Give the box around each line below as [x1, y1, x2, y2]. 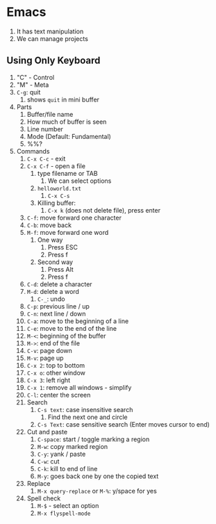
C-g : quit [16, 88, 41, 96]
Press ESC [47, 243, 78, 251]
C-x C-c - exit [26, 154, 66, 163]
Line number [26, 124, 64, 133]
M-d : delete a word [26, 287, 79, 295]
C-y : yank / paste [37, 450, 86, 458]
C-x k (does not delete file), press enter [47, 206, 161, 214]
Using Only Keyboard [6, 55, 101, 67]
